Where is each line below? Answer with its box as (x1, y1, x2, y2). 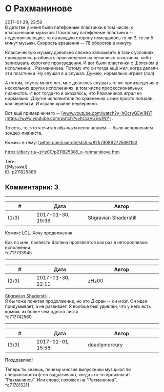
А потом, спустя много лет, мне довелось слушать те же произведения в (5, 79, 159, 86)
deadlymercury (87, 341, 123, 348)
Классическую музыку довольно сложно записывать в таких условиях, (5, 49, 155, 55)
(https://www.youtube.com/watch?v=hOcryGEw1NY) (5, 115, 111, 121)
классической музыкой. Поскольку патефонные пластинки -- (5, 29, 134, 35)
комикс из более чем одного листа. (5, 308, 80, 314)
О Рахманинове (5, 3, 72, 14)
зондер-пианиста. (5, 130, 43, 136)
